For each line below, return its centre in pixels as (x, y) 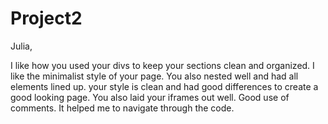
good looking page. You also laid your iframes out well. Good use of (150, 97)
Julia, (21, 46)
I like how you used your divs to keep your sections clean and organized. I (162, 65)
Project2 (46, 18)
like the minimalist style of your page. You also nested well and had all (154, 76)
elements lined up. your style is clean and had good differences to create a (164, 86)
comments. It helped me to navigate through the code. (122, 108)
